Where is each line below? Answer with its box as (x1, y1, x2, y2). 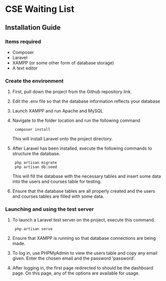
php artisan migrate (14, 160, 57, 166)
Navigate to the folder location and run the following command (12, 117, 140, 123)
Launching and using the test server (5, 206, 94, 213)
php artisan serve (14, 226, 53, 231)
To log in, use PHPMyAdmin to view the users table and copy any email (12, 250, 158, 256)
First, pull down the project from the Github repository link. (12, 89, 132, 95)
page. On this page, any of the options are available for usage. (12, 270, 140, 276)
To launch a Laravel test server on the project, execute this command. (12, 217, 155, 223)
